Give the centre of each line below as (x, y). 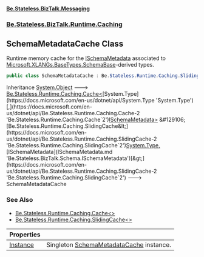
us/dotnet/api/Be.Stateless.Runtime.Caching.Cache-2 (73, 113)
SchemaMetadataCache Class (65, 43)
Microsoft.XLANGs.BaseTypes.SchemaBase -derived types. (80, 65)
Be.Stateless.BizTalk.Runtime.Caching (64, 24)
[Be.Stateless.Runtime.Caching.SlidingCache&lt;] (67, 126)
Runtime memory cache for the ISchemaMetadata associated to (86, 58)
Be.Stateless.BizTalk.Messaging (48, 8)
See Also (20, 200)
